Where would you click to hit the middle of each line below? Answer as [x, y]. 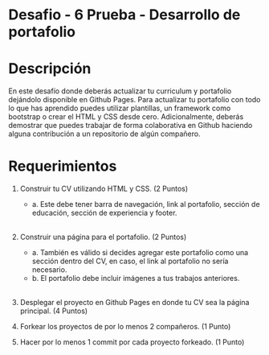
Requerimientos [63, 166]
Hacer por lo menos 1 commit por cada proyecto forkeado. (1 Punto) [132, 342]
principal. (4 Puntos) [54, 311]
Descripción [50, 69]
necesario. [49, 270]
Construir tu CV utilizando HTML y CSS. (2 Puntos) [104, 189]
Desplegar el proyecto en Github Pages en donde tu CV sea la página [134, 303]
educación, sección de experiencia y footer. [104, 213]
